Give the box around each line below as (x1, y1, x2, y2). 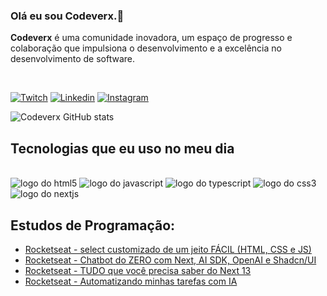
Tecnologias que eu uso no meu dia (10, 140, 235, 157)
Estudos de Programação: (10, 217, 176, 234)
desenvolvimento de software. (10, 53, 136, 65)
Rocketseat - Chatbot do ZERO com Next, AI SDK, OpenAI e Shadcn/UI (24, 254, 317, 266)
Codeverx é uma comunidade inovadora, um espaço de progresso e (10, 32, 293, 44)
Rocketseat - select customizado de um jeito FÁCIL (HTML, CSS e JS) (24, 243, 312, 255)
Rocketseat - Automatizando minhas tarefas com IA (24, 275, 238, 287)
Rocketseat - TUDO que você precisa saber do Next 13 (24, 264, 252, 276)
